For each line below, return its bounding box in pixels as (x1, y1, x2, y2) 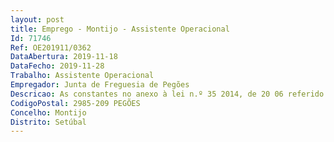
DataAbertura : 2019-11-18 (10, 52, 118, 62)
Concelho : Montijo (10, 107, 87, 118)
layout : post (10, 14, 65, 25)
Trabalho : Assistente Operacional (10, 71, 155, 81)
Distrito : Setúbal (10, 117, 87, 127)
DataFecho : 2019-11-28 (10, 61, 105, 71)
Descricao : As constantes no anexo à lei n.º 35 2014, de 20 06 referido (10, 89, 325, 99)
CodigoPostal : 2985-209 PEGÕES (10, 98, 141, 108)
